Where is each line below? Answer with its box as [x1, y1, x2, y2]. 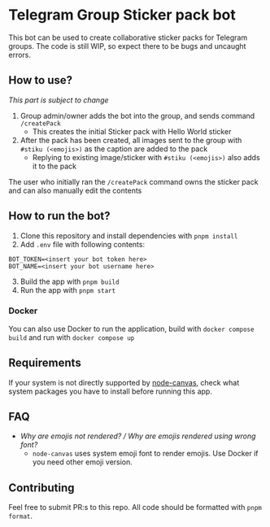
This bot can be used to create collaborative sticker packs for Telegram [8, 33, 248, 42]
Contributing [8, 481, 75, 494]
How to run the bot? [8, 209, 111, 223]
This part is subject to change [8, 95, 109, 105]
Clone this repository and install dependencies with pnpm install [20, 230, 238, 241]
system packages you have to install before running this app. [8, 386, 213, 396]
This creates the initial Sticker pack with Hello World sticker [32, 126, 232, 136]
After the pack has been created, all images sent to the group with [20, 135, 242, 145]
